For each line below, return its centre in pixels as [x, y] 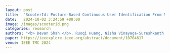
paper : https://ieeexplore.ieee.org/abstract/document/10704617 [74, 38]
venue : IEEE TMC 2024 [28, 43]
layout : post [19, 10]
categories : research [28, 29]
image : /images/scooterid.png [37, 24]
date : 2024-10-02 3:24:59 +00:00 [43, 19]
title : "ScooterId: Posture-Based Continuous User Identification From [83, 15]
